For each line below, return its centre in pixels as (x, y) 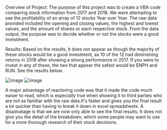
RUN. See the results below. (34, 71)
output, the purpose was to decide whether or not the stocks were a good (82, 34)
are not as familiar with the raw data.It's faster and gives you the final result (83, 101)
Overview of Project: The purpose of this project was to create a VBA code (83, 7)
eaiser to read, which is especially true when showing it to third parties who (84, 95)
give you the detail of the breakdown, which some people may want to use (82, 117)
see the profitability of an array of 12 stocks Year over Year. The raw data (81, 18)
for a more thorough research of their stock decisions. (61, 122)
